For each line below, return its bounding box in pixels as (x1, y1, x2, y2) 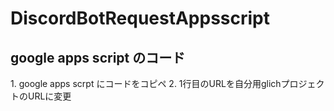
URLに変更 (27, 90, 72, 102)
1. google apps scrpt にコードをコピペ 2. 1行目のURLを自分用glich (10, 78, 282, 89)
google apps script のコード (10, 49, 186, 66)
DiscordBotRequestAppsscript (10, 7, 271, 30)
